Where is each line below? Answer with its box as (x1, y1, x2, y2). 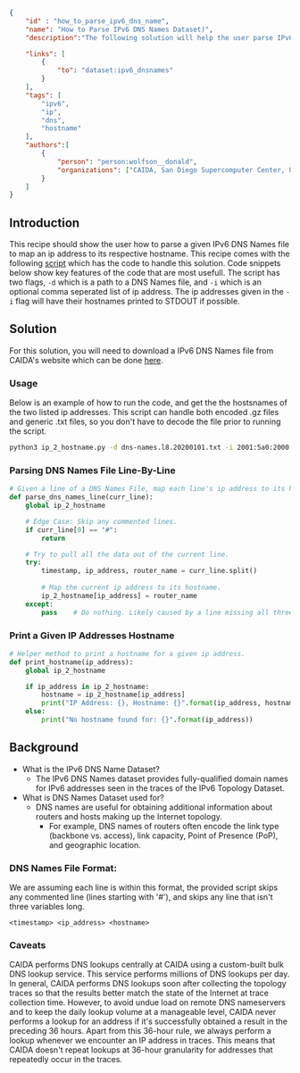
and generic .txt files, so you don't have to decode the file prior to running (9, 416, 281, 428)
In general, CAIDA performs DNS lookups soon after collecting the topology (9, 978, 287, 989)
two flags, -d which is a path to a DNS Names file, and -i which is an (9, 277, 262, 287)
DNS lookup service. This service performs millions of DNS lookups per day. (9, 969, 290, 979)
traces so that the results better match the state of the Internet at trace (9, 987, 270, 999)
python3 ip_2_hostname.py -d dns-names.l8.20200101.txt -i (9, 443, 234, 453)
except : (25, 599, 54, 609)
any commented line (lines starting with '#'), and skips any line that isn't (9, 892, 274, 902)
